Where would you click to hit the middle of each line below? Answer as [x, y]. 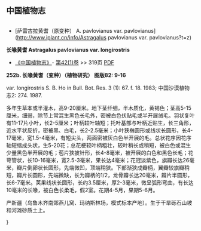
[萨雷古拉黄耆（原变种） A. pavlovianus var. [69, 30]
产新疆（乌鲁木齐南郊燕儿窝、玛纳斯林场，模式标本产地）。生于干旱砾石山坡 [99, 202]
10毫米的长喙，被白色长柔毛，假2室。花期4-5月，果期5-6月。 [82, 190]
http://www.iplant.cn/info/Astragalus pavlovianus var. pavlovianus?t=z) [104, 37]
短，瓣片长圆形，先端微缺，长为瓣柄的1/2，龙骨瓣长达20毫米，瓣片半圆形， [100, 175]
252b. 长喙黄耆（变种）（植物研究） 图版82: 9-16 [66, 75]
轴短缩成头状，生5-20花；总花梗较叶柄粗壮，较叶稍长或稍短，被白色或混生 [99, 145]
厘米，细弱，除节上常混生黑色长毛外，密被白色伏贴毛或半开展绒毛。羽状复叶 [100, 115]
